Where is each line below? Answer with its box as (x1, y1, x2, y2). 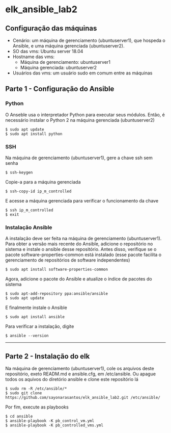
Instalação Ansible (5, 223, 52, 231)
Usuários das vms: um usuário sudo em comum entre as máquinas (12, 70, 153, 76)
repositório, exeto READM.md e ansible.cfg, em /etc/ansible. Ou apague (5, 371, 156, 377)
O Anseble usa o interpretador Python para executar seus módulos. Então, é (5, 111, 165, 118)
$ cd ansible (5, 414, 33, 419)
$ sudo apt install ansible (5, 315, 65, 320)
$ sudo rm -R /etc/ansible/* (5, 386, 67, 391)
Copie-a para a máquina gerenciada (5, 179, 81, 185)
